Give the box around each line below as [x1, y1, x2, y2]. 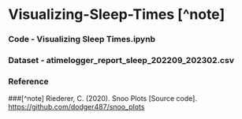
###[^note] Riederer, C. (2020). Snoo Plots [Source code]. [8, 94, 197, 103]
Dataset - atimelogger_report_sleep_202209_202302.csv [8, 55, 235, 66]
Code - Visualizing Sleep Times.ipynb [8, 34, 156, 45]
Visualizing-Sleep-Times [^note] [8, 6, 225, 24]
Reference [8, 76, 49, 87]
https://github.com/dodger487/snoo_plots [8, 102, 145, 112]
